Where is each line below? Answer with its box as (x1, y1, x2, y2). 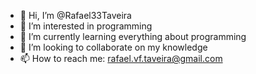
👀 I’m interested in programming (19, 20, 153, 32)
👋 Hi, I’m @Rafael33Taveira (19, 10, 132, 21)
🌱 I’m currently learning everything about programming (19, 31, 247, 42)
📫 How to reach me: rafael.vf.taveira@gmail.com (19, 53, 223, 64)
